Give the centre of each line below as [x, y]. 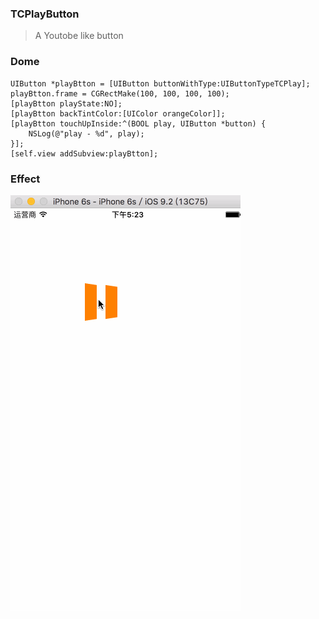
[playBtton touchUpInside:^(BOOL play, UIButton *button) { [138, 123]
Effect [25, 179]
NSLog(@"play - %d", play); [86, 133]
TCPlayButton [45, 14]
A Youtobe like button [79, 36]
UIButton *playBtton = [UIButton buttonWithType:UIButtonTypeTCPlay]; [160, 83]
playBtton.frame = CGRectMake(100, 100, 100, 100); [120, 93]
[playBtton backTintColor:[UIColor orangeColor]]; [118, 113]
